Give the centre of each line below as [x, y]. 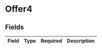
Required [51, 41]
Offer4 [19, 9]
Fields [15, 27]
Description [81, 41]
